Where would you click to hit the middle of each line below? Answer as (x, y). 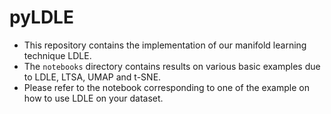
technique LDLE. (57, 55)
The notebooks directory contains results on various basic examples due (172, 66)
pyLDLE (41, 17)
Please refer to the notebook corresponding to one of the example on (166, 87)
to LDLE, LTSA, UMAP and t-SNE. (92, 77)
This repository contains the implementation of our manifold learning (165, 45)
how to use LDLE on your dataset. (93, 98)
